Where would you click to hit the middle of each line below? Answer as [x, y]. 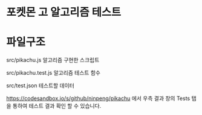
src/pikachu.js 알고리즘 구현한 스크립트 [53, 60]
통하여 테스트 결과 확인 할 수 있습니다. [57, 106]
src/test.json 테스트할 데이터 [40, 85]
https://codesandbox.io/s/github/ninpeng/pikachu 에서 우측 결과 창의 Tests [98, 98]
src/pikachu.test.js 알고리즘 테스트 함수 [54, 73]
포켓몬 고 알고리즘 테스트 [64, 12]
